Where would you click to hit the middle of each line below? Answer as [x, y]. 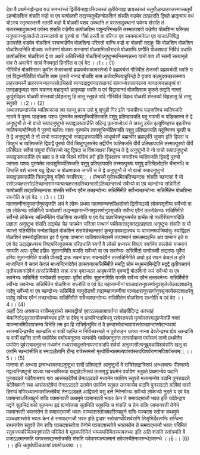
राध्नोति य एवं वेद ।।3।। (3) [35, 197]
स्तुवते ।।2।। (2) [25, 103]
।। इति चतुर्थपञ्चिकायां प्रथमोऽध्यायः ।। [44, 445]
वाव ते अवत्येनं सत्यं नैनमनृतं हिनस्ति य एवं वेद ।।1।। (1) [61, 63]
